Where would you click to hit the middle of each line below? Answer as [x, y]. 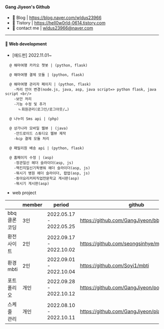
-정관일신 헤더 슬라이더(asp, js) [44, 163]
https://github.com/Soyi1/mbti [114, 265]
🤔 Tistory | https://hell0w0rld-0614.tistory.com [59, 23]
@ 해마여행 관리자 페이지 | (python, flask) [50, 85]
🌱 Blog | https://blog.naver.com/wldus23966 [57, 18]
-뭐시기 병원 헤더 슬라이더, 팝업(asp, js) [52, 174]
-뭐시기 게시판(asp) [32, 184]
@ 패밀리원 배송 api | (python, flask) [47, 148]
